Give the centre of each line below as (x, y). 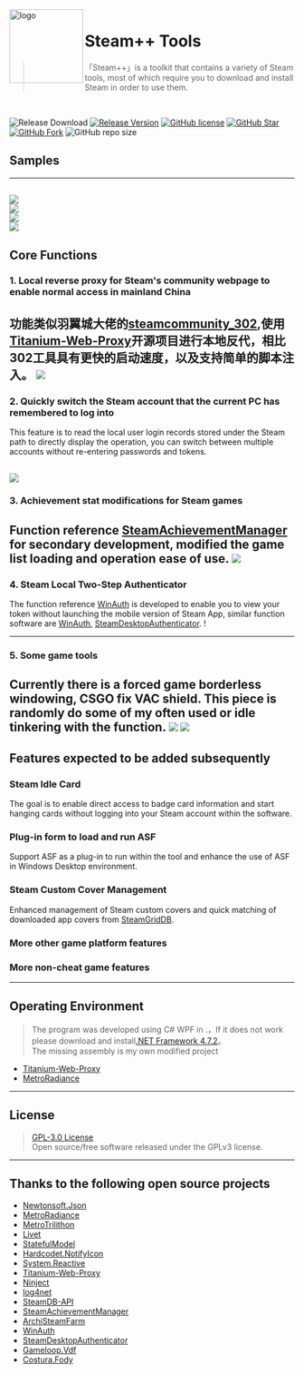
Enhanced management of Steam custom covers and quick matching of (143, 909)
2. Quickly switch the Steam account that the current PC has (145, 401)
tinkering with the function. (88, 727)
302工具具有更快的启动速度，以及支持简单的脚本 (146, 358)
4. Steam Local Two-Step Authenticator (98, 584)
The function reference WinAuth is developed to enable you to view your (145, 604)
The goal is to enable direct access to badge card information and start (142, 804)
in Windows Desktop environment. (73, 867)
